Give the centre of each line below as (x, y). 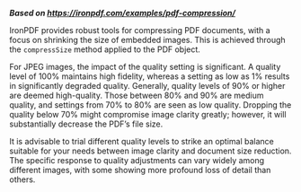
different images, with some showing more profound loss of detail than (140, 170)
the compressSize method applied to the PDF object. (105, 49)
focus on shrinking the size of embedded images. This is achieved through (147, 40)
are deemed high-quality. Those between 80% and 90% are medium (137, 95)
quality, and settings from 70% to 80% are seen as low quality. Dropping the (150, 105)
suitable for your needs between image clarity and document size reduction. (150, 151)
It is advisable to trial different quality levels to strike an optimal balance (142, 141)
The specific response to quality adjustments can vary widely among (137, 160)
